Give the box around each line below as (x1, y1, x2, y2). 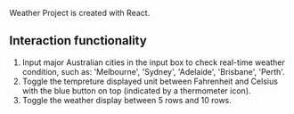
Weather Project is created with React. (9, 8, 151, 18)
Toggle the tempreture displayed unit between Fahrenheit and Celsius (21, 76, 279, 86)
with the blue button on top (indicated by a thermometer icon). (21, 85, 251, 96)
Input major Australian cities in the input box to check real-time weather (21, 57, 285, 68)
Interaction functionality (9, 33, 147, 48)
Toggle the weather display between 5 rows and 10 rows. (21, 94, 232, 105)
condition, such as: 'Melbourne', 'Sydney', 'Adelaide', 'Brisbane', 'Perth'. (21, 66, 285, 77)
